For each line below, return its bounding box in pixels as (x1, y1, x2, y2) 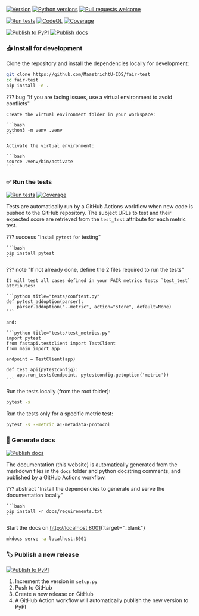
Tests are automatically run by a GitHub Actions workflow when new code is (6, 203, 194, 210)
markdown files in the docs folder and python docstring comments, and (6, 468, 181, 475)
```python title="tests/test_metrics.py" (6, 330, 111, 336)
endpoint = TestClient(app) (6, 356, 76, 362)
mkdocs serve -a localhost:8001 (6, 536, 86, 542)
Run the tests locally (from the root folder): (6, 388, 111, 395)
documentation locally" (6, 491, 64, 499)
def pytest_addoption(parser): (6, 299, 84, 305)
